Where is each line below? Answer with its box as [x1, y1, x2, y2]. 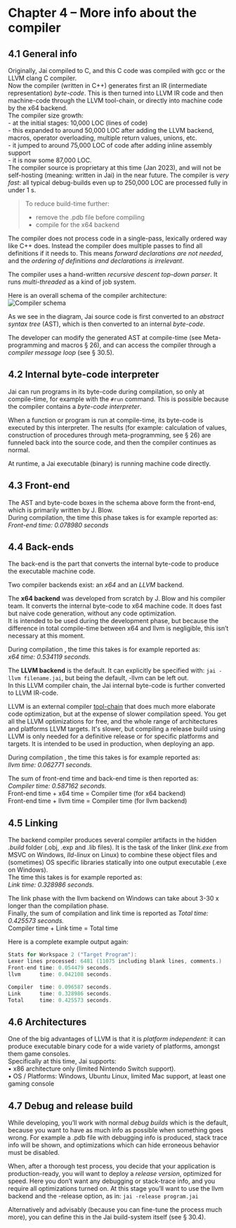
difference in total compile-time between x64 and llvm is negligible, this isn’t [8, 624, 229, 633]
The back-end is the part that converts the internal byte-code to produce [8, 560, 219, 568]
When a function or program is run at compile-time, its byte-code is [8, 416, 204, 424]
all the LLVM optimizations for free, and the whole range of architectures [8, 717, 218, 726]
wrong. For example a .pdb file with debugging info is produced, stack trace [8, 1133, 228, 1142]
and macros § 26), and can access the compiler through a [48, 341, 216, 349]
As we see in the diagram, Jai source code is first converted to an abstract [8, 313, 224, 320]
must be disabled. [8, 1149, 60, 1156]
